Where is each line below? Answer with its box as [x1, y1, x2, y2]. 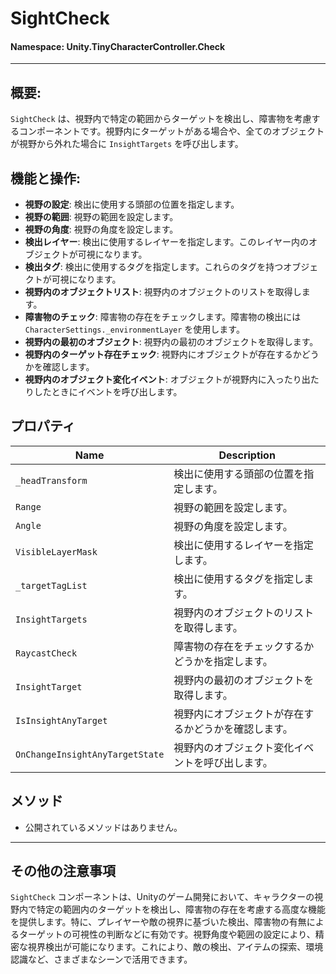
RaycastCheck [15, 647, 78, 659]
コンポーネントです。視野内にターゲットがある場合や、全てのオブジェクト [18, 125, 325, 137]
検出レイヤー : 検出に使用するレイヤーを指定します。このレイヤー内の [24, 236, 310, 248]
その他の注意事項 [10, 863, 116, 880]
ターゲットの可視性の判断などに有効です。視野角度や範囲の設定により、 [18, 928, 316, 941]
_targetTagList [15, 580, 88, 591]
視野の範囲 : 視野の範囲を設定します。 [24, 211, 179, 223]
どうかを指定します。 [173, 654, 273, 668]
